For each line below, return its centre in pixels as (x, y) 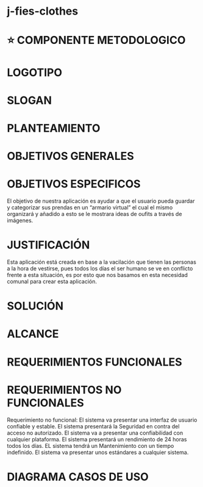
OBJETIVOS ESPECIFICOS (74, 184)
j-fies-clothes (43, 11)
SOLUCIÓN (35, 306)
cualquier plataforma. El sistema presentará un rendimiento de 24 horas (97, 439)
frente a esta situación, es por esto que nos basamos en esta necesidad (98, 275)
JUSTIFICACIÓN (48, 245)
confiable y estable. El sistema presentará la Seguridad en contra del (93, 426)
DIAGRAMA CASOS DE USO (78, 477)
